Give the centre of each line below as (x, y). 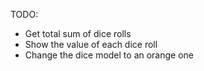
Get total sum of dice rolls (78, 33)
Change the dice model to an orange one (109, 55)
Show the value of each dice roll (91, 44)
